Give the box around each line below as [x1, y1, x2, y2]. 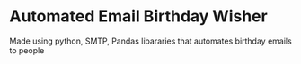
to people [9, 44, 45, 55]
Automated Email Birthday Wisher [9, 6, 268, 27]
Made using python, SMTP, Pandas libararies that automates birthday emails [9, 36, 292, 46]
